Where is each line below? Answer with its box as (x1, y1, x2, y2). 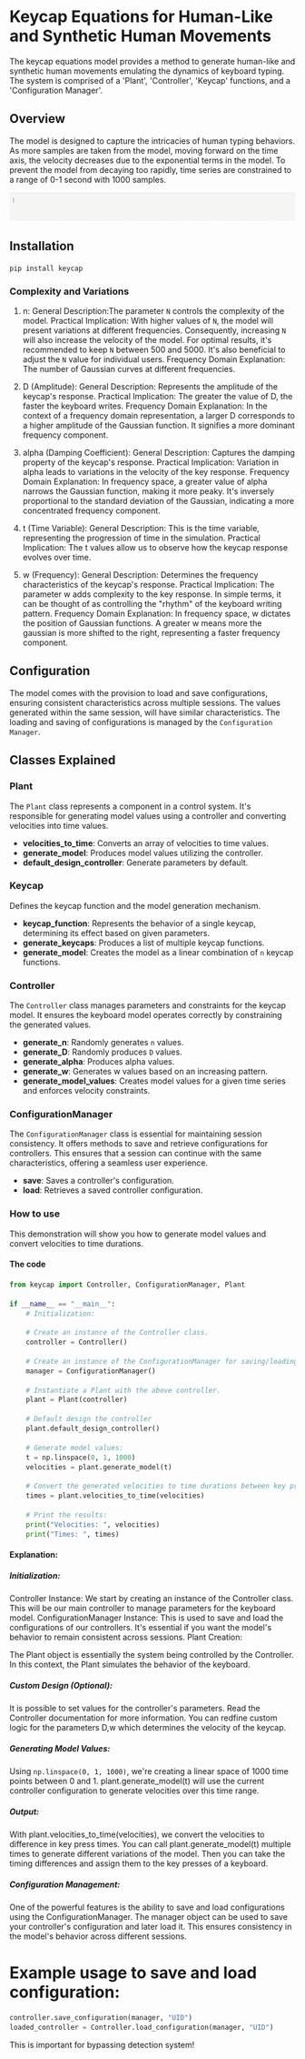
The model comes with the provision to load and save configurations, (9, 687, 268, 698)
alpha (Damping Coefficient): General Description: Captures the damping (22, 448, 295, 459)
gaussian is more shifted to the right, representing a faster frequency (22, 628, 280, 639)
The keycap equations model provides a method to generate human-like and (9, 56, 296, 66)
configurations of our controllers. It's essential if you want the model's (9, 1622, 272, 1633)
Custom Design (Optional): (9, 1680, 113, 1691)
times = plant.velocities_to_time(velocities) (25, 1491, 205, 1500)
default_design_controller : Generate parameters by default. (22, 857, 249, 868)
